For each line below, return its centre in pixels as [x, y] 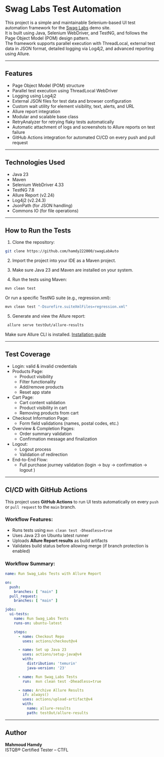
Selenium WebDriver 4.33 [38, 185]
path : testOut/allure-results [58, 713]
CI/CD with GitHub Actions [46, 490]
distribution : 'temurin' [52, 664]
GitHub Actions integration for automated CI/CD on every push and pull [83, 137]
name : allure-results [49, 709]
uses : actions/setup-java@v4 [52, 654]
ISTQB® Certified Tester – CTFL [37, 750]
